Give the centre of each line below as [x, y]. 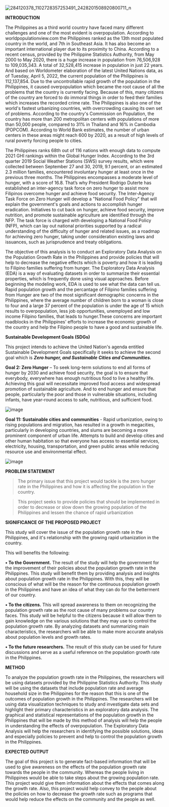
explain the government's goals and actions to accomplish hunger [74, 204]
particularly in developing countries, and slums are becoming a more [77, 430]
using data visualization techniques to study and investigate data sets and [82, 704]
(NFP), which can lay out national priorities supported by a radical [73, 226]
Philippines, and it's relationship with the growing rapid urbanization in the [82, 538]
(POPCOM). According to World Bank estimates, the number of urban [77, 130]
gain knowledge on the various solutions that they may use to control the [81, 621]
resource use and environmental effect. [46, 452]
